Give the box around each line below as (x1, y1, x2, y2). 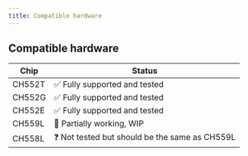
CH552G (12, 92, 47, 103)
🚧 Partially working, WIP (53, 118, 144, 129)
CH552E (12, 105, 46, 117)
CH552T (12, 79, 46, 90)
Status (132, 65, 158, 76)
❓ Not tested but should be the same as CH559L (53, 132, 236, 143)
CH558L (12, 133, 45, 144)
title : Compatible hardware (8, 11, 103, 20)
